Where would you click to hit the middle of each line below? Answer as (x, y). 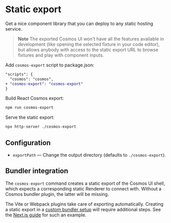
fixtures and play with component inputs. (61, 55)
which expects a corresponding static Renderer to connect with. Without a (83, 189)
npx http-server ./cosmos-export (41, 127)
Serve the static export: (30, 117)
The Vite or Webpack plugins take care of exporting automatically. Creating (84, 204)
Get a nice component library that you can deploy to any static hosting (79, 23)
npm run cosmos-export (29, 108)
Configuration (28, 143)
